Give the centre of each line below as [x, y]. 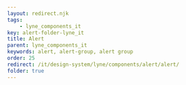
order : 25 [21, 58]
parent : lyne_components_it [47, 45]
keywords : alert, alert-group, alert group [70, 52]
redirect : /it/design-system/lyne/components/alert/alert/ [93, 64]
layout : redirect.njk [38, 13]
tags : [15, 20]
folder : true [26, 71]
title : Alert [26, 39]
